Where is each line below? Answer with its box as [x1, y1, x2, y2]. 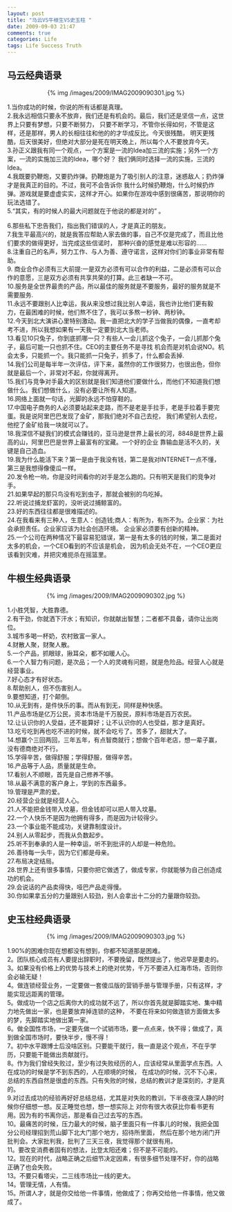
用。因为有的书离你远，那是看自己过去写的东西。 [7, 1111, 146, 1119]
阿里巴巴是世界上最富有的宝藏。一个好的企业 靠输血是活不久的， [30, 438, 215, 446]
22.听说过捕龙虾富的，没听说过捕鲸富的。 [7, 498, 126, 506]
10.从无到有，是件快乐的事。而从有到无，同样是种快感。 [7, 701, 167, 709]
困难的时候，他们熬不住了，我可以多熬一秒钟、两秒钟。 [30, 308, 188, 316]
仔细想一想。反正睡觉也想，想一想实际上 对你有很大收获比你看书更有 [19, 1103, 215, 1111]
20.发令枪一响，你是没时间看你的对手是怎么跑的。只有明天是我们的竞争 [7, 472, 211, 481]
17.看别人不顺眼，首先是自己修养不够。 [7, 770, 117, 778]
